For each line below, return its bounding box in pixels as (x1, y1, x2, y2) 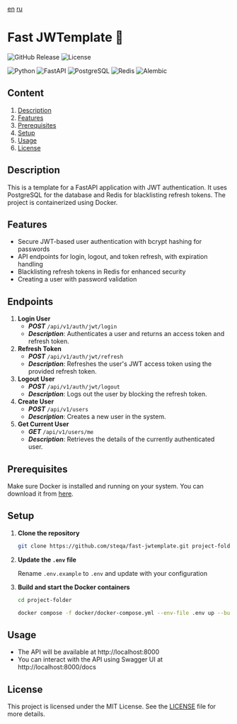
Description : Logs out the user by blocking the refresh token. (28, 390, 207, 399)
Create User (17, 397, 54, 406)
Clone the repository (17, 528, 80, 537)
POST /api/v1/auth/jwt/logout (28, 382, 120, 391)
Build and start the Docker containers (17, 583, 130, 591)
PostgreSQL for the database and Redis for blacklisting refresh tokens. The (7, 190, 226, 199)
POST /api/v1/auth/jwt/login (28, 322, 117, 330)
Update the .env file (17, 555, 76, 564)
